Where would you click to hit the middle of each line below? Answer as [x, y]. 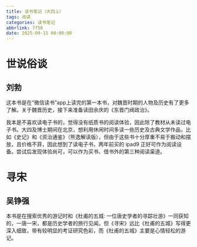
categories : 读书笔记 [31, 22]
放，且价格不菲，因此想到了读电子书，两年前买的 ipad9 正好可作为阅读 [91, 145]
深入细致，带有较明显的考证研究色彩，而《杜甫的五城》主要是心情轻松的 [93, 231]
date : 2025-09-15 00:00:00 [39, 33]
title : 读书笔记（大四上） [35, 11]
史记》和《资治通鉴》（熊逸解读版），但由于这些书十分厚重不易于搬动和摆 [103, 137]
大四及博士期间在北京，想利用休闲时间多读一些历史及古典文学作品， [103, 130]
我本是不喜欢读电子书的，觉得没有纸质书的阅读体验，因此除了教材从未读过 [96, 122]
